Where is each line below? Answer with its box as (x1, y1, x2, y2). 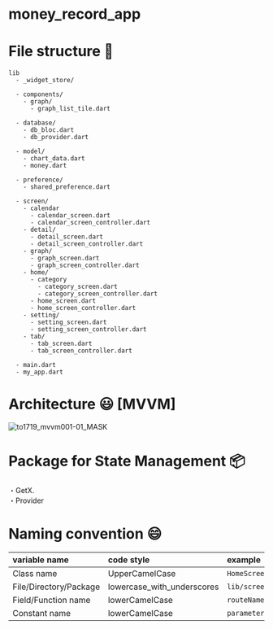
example (227, 554, 262, 566)
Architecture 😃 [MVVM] (8, 395, 176, 413)
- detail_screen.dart (29, 233, 104, 241)
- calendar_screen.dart (29, 212, 111, 220)
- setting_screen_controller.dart (29, 325, 148, 334)
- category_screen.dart (37, 282, 118, 291)
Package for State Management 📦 (8, 452, 245, 470)
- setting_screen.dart (29, 318, 107, 326)
